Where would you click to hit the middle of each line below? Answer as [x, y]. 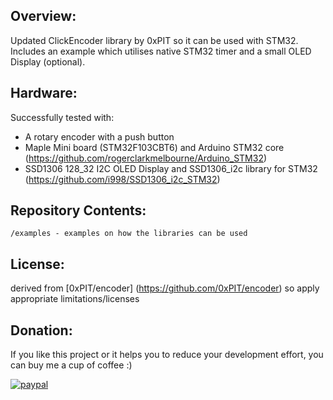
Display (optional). [48, 61]
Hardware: [44, 93]
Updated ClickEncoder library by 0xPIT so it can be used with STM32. [154, 40]
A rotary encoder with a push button [99, 136]
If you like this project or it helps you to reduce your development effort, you [167, 355]
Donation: [41, 330]
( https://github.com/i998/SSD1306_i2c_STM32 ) [122, 179]
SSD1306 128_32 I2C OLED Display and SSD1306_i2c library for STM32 [171, 168]
